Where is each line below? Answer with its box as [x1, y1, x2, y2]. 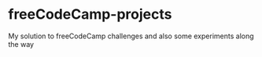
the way [8, 39, 34, 48]
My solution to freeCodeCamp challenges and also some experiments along [8, 31, 254, 41]
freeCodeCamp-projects [8, 5, 172, 23]
